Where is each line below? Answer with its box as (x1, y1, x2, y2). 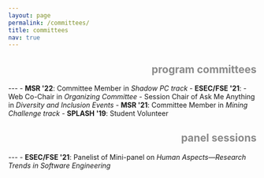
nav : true (8, 33, 41, 42)
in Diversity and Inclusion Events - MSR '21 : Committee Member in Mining (8, 100, 248, 110)
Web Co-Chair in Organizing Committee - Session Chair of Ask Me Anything (8, 92, 255, 102)
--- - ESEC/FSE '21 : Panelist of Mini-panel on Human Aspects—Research (8, 152, 247, 161)
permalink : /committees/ (8, 19, 90, 27)
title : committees (8, 26, 69, 34)
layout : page (8, 11, 51, 20)
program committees (151, 62, 257, 76)
